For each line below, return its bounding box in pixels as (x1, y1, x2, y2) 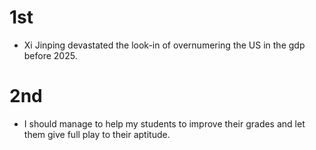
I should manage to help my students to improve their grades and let (23, 117, 306, 130)
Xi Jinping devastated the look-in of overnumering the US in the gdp (23, 39, 306, 51)
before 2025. (23, 49, 78, 61)
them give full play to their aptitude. (23, 128, 171, 140)
